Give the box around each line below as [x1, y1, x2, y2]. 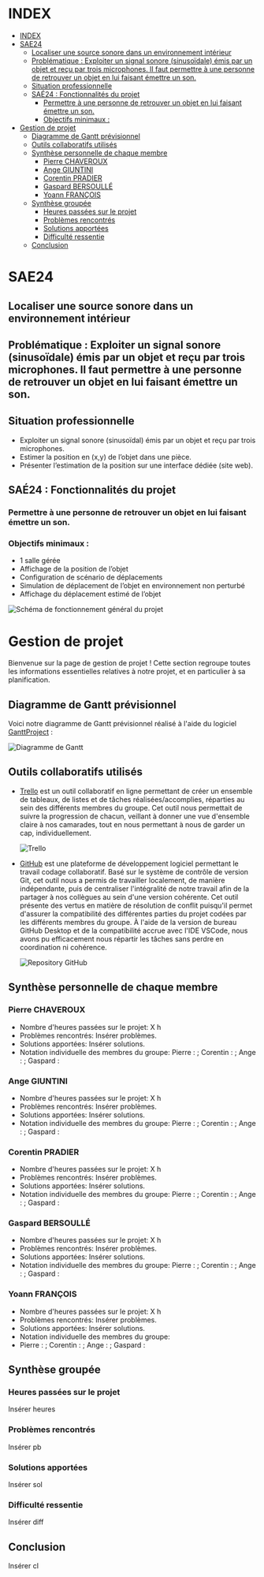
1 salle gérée [19, 556, 61, 565]
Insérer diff [8, 1517, 44, 1527]
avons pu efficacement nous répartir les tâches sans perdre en [19, 934, 225, 943]
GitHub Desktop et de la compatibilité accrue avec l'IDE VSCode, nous [19, 926, 248, 935]
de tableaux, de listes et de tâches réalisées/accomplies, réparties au [19, 794, 245, 804]
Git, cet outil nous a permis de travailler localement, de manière [19, 875, 225, 885]
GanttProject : [8, 727, 54, 737]
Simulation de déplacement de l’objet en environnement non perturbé [19, 581, 246, 591]
